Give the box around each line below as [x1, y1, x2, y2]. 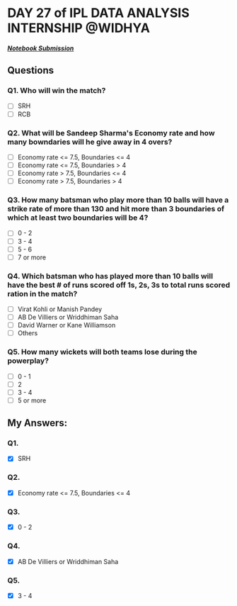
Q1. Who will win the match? [7, 86, 106, 96]
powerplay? [7, 356, 50, 366]
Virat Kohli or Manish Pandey [17, 305, 103, 313]
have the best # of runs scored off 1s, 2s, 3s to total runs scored [7, 280, 231, 290]
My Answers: [7, 417, 68, 430]
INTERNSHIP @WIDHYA [7, 20, 151, 36]
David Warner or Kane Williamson [17, 321, 116, 330]
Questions [7, 64, 54, 77]
